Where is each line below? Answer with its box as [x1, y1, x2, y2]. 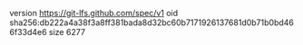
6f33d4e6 [9, 27, 47, 37]
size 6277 [48, 27, 86, 37]
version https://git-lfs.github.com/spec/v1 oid [9, 8, 179, 18]
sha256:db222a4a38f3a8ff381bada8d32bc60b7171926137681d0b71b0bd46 [9, 17, 295, 28]
